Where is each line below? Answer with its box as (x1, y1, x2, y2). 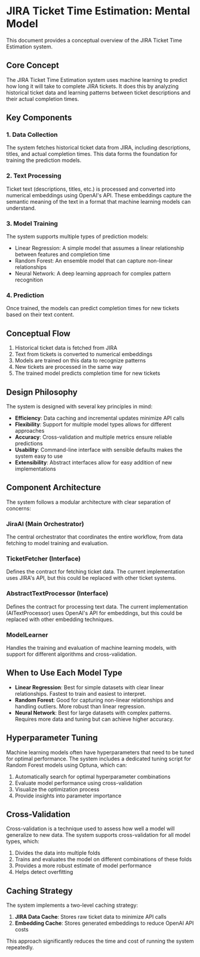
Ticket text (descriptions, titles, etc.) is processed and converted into (6, 185, 176, 192)
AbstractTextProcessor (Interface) (6, 589, 109, 598)
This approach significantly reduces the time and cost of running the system (6, 937, 194, 945)
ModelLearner (6, 631, 48, 639)
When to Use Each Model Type (6, 668, 122, 678)
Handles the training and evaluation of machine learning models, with (6, 644, 177, 651)
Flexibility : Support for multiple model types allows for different (14, 420, 172, 428)
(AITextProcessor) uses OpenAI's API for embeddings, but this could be (6, 609, 183, 616)
